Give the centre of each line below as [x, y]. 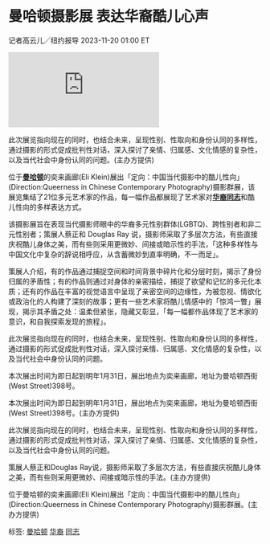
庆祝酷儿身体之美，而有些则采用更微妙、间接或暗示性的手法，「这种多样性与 [133, 244]
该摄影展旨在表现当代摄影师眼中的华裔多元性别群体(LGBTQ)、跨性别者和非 [131, 224]
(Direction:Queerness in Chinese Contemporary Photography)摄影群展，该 [132, 186]
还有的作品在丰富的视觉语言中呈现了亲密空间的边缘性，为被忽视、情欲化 [142, 291]
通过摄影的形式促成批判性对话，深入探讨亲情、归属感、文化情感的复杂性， [131, 348]
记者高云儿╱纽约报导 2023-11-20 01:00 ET [79, 40]
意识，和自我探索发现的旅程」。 [59, 321]
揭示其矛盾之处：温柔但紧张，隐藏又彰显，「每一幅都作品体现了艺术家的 [140, 311]
